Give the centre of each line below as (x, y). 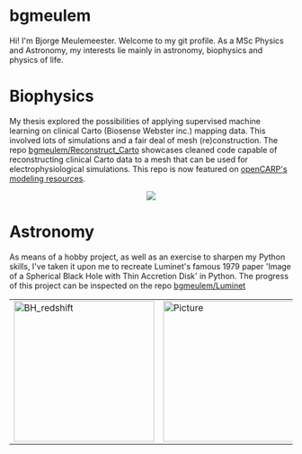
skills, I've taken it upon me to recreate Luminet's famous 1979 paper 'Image (151, 266)
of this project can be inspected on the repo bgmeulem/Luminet (128, 286)
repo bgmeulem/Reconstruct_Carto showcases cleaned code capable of (143, 150)
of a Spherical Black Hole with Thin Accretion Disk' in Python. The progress (149, 276)
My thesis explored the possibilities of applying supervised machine (135, 121)
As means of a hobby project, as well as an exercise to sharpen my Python (147, 257)
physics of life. (36, 59)
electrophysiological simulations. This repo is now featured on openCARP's (148, 168)
